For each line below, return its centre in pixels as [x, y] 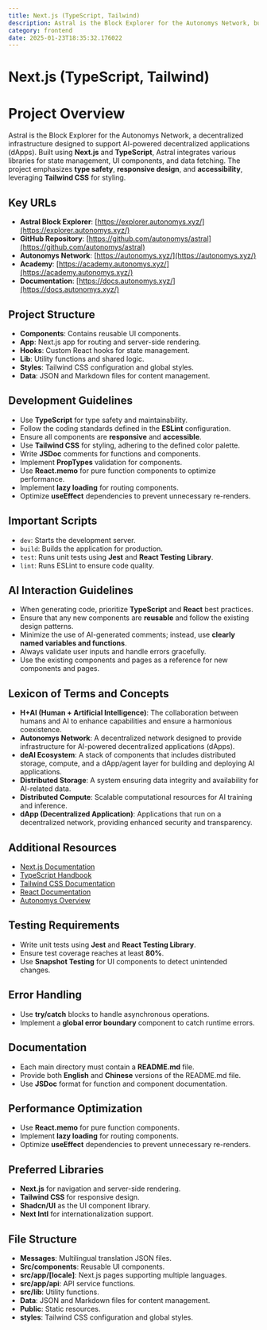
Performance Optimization [75, 1109]
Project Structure [52, 314]
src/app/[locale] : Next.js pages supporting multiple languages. [123, 1275]
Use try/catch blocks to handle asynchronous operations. [114, 1014]
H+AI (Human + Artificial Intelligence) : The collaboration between [129, 713]
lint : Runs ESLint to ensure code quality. [87, 565]
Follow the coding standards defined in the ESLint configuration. [125, 428]
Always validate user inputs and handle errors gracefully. [113, 652]
